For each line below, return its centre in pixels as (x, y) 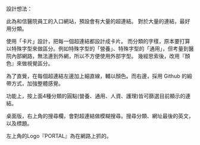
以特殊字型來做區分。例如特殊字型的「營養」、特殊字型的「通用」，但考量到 (97, 49)
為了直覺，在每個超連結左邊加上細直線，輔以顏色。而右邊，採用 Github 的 (97, 76)
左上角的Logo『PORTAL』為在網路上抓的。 (59, 136)
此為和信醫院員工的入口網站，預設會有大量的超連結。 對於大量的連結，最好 (98, 21)
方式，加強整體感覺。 (37, 83)
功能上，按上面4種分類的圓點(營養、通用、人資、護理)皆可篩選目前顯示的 (96, 96)
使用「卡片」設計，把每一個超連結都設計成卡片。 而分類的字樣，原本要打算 (98, 41)
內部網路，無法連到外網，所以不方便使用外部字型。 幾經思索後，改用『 (98, 56)
